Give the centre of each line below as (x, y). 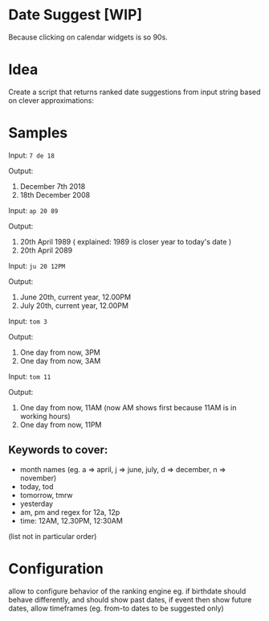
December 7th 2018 (53, 186)
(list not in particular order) (53, 536)
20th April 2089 (46, 250)
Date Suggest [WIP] (75, 15)
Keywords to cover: (58, 450)
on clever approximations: (51, 100)
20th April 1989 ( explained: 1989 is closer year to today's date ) (126, 241)
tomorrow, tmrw (47, 495)
